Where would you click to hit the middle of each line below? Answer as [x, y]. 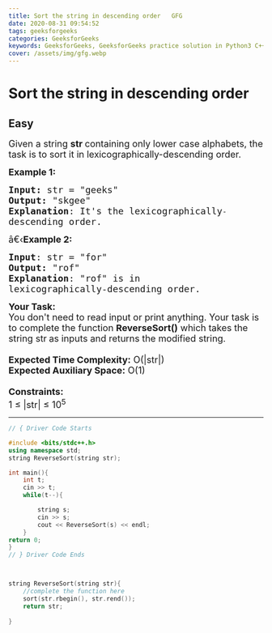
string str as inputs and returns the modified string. [117, 338]
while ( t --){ [43, 495]
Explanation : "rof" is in [74, 278]
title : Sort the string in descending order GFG [96, 16]
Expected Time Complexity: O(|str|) [86, 359]
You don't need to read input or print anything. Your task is [134, 317]
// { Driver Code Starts [50, 428]
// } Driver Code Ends [47, 555]
